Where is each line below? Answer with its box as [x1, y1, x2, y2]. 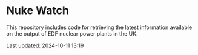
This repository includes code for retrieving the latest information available [6, 24, 193, 31]
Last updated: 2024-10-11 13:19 [6, 42, 84, 49]
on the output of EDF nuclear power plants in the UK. [6, 30, 138, 37]
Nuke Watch [6, 4, 70, 18]
